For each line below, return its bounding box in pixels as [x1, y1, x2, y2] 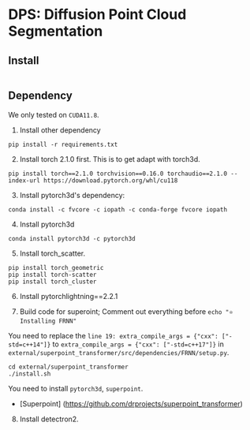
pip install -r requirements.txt [8, 140, 118, 148]
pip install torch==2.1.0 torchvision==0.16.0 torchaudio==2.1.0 [8, 170, 227, 178]
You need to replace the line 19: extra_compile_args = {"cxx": [8, 331, 218, 340]
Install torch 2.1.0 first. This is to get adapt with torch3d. [19, 154, 201, 163]
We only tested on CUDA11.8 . [8, 110, 100, 119]
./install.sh [8, 369, 51, 378]
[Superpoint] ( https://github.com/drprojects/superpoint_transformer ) [19, 398, 243, 408]
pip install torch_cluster [8, 278, 97, 286]
